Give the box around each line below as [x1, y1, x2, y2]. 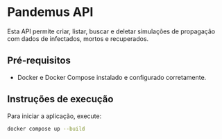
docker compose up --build [7, 125, 85, 132]
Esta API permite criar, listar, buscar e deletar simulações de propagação [7, 27, 216, 35]
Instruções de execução [7, 93, 114, 105]
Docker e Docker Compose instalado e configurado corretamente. [17, 73, 207, 81]
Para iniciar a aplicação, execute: [7, 112, 102, 120]
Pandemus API [7, 4, 94, 20]
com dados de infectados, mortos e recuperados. [7, 34, 149, 42]
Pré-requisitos [7, 55, 71, 67]
